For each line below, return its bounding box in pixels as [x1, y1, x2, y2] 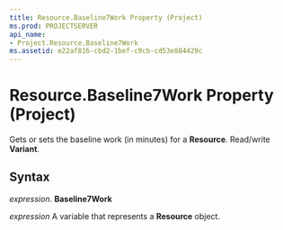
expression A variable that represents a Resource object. [9, 210, 220, 221]
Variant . [9, 144, 40, 155]
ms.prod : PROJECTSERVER [9, 22, 99, 31]
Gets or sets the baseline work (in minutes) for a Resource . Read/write [9, 134, 271, 145]
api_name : [9, 30, 47, 39]
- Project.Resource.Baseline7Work [9, 38, 139, 48]
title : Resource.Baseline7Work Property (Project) [9, 13, 203, 22]
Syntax [9, 170, 50, 185]
